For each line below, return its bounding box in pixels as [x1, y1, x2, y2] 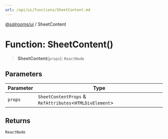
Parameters [5, 70, 42, 78]
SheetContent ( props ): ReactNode [17, 55, 84, 61]
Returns [5, 116, 31, 125]
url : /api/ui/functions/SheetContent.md [5, 7, 91, 13]
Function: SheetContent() [5, 39, 113, 50]
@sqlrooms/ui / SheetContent [5, 21, 66, 27]
